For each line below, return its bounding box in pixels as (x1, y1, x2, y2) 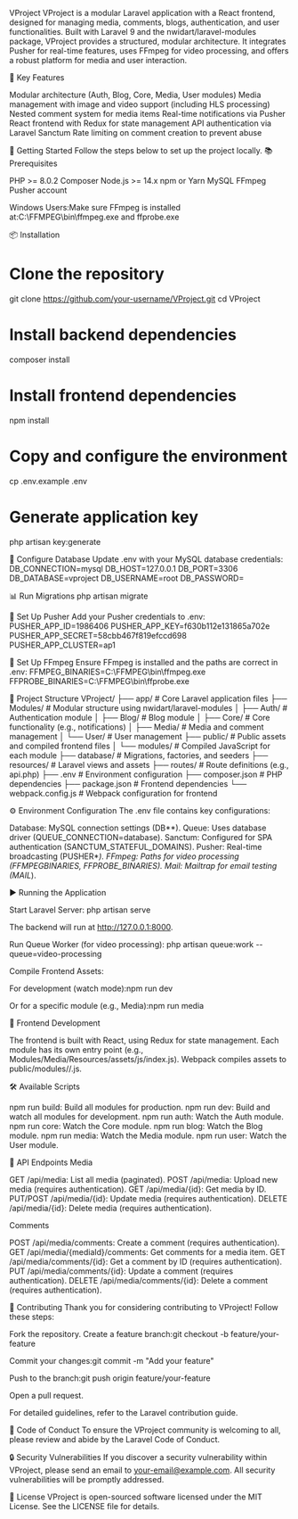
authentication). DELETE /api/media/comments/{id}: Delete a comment (9, 1275, 269, 1285)
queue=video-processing (9, 948, 102, 959)
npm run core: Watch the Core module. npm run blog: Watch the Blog (9, 1120, 263, 1131)
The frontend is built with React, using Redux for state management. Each (9, 1035, 279, 1045)
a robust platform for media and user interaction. (9, 55, 188, 65)
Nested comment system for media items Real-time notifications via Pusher (9, 109, 286, 119)
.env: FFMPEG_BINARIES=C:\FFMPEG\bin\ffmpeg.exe (9, 666, 206, 677)
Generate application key (9, 507, 198, 527)
